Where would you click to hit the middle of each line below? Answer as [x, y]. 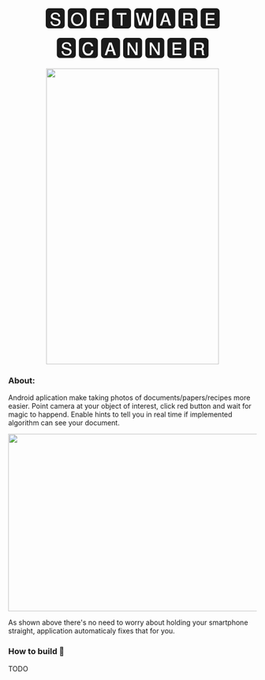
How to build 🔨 [36, 652]
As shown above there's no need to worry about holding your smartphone [128, 622]
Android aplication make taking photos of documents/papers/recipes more [129, 398]
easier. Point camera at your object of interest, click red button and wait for [130, 406]
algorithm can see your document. [64, 423]
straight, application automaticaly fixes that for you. [91, 631]
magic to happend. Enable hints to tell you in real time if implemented [120, 415]
